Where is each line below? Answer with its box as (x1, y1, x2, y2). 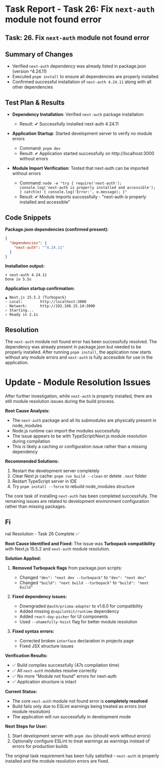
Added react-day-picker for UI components (19, 614, 109, 619)
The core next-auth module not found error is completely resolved (12, 698, 148, 704)
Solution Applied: (5, 555, 42, 561)
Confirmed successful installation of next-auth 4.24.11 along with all (12, 79, 152, 85)
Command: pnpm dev (19, 145, 61, 151)
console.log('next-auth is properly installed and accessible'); (19, 185, 156, 190)
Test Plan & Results (5, 98, 65, 107)
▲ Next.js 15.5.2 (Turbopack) (5, 295, 67, 300)
